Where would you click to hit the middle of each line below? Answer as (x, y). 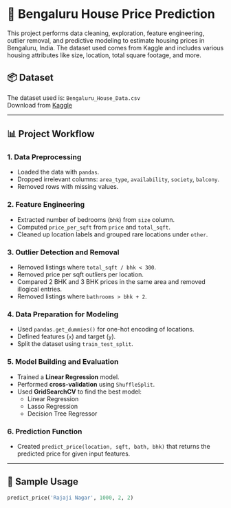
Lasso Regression (53, 406)
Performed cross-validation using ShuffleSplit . (86, 384)
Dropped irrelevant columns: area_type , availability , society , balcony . (118, 179)
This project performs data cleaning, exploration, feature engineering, (106, 33)
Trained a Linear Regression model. (68, 377)
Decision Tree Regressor (62, 414)
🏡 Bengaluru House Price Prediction (111, 14)
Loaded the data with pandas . (58, 172)
